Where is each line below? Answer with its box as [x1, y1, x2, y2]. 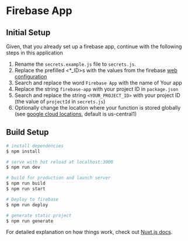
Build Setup [6, 127, 49, 137]
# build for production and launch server [6, 175, 111, 181]
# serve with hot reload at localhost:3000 [6, 159, 114, 165]
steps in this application [6, 49, 63, 56]
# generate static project [6, 212, 72, 218]
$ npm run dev [6, 164, 41, 171]
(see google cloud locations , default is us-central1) [14, 110, 137, 117]
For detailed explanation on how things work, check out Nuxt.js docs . [6, 229, 173, 236]
